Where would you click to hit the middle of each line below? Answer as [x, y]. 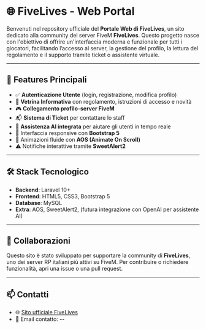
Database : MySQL [39, 203]
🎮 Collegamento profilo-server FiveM [65, 108]
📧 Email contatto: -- [40, 319]
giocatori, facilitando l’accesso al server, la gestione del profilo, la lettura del [102, 48]
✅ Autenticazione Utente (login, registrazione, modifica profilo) [96, 95]
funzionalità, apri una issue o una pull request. [65, 269]
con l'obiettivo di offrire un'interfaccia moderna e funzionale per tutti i [94, 42]
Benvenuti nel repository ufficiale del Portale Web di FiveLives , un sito [95, 28]
